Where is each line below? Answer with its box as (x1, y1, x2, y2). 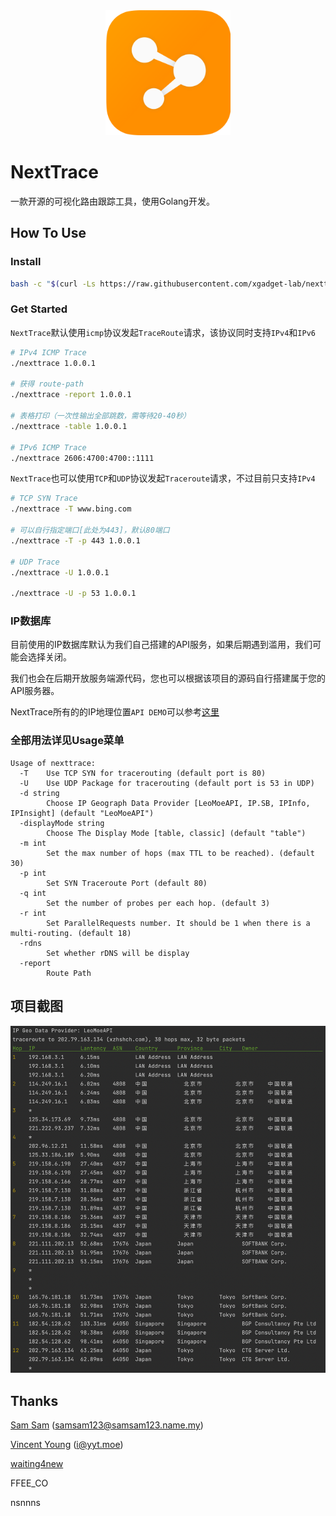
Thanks (10, 1392, 59, 1409)
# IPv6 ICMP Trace (10, 442, 87, 453)
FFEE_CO (10, 1477, 49, 1489)
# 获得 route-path (10, 379, 84, 389)
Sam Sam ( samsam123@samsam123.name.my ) (10, 1419, 204, 1431)
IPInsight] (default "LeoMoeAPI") (10, 808, 155, 818)
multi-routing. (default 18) (10, 928, 132, 938)
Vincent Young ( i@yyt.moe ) (10, 1438, 124, 1450)
